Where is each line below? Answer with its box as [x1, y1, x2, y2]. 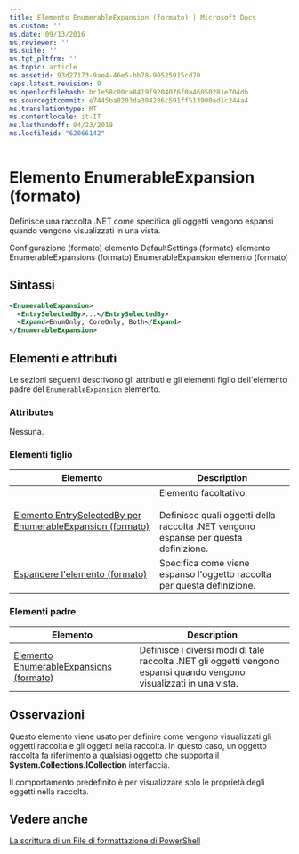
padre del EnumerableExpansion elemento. [9, 384, 161, 394]
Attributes [9, 406, 54, 419]
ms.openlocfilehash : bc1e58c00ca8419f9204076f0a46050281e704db [9, 87, 249, 96]
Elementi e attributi [9, 351, 117, 366]
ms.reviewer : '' [9, 37, 69, 47]
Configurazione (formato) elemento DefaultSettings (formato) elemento [9, 242, 271, 253]
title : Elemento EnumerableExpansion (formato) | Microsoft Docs [9, 12, 256, 22]
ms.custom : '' [9, 21, 62, 30]
